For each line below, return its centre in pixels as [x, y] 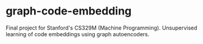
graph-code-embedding [69, 11]
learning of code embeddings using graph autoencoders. [78, 34]
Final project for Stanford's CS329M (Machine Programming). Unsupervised [102, 28]
